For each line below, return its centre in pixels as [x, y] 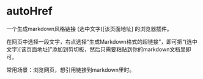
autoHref [30, 11]
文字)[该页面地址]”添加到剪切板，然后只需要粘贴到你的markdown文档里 [96, 49]
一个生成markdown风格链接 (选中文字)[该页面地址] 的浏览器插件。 [89, 29]
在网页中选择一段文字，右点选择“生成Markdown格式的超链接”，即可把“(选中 [102, 41]
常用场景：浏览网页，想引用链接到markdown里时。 [71, 70]
